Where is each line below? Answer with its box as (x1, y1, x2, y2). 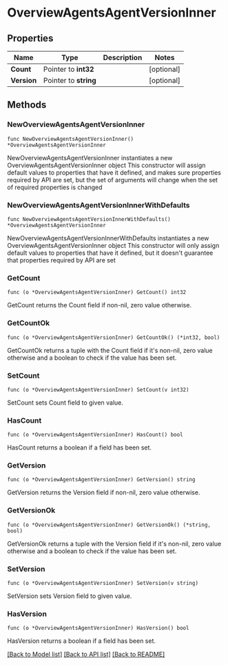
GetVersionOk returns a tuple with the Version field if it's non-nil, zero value (7, 539, 222, 548)
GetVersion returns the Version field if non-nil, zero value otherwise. (7, 488, 200, 497)
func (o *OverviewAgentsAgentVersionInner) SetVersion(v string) (7, 580, 198, 587)
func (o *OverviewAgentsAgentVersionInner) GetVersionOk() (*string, (7, 521, 211, 528)
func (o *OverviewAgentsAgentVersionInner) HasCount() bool (7, 432, 184, 438)
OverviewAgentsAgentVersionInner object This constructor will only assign (7, 241, 220, 249)
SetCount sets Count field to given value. (7, 398, 124, 407)
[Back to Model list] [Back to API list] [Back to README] (7, 650, 165, 659)
